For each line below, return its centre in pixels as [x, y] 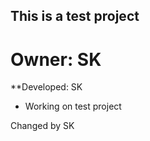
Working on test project [73, 106]
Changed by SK [42, 126]
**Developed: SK [46, 87]
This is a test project [75, 16]
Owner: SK [56, 59]
